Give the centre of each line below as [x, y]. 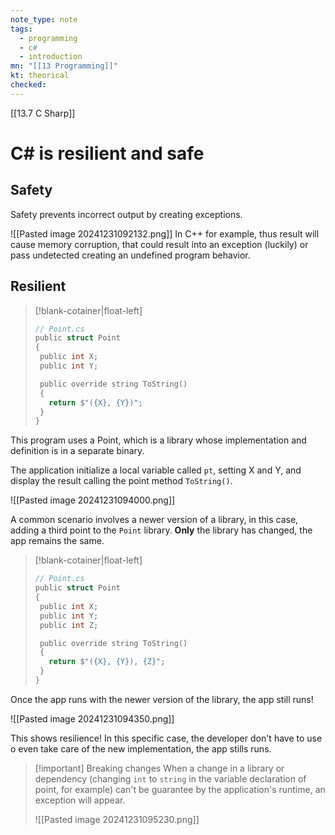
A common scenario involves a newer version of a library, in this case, [154, 520]
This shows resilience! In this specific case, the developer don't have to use [166, 738]
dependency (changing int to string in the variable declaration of [170, 778]
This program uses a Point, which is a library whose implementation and [158, 440]
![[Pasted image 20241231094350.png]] [92, 718]
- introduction [51, 57]
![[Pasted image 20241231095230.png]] [117, 819]
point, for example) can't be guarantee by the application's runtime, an [180, 789]
